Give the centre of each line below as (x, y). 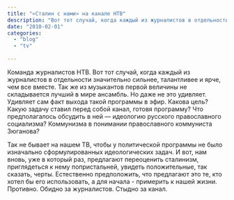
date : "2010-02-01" (36, 26)
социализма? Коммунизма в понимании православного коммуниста (110, 124)
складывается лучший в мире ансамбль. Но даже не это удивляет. (107, 94)
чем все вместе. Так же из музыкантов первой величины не (97, 87)
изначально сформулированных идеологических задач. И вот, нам (107, 152)
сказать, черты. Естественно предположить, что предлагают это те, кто (115, 174)
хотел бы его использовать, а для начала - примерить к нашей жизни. (112, 181)
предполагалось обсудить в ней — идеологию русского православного (114, 116)
